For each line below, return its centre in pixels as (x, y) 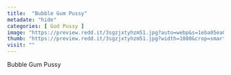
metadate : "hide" (32, 20)
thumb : (16, 39)
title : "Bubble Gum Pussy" (47, 13)
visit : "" (21, 45)
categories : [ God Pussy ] (46, 26)
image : (16, 32)
